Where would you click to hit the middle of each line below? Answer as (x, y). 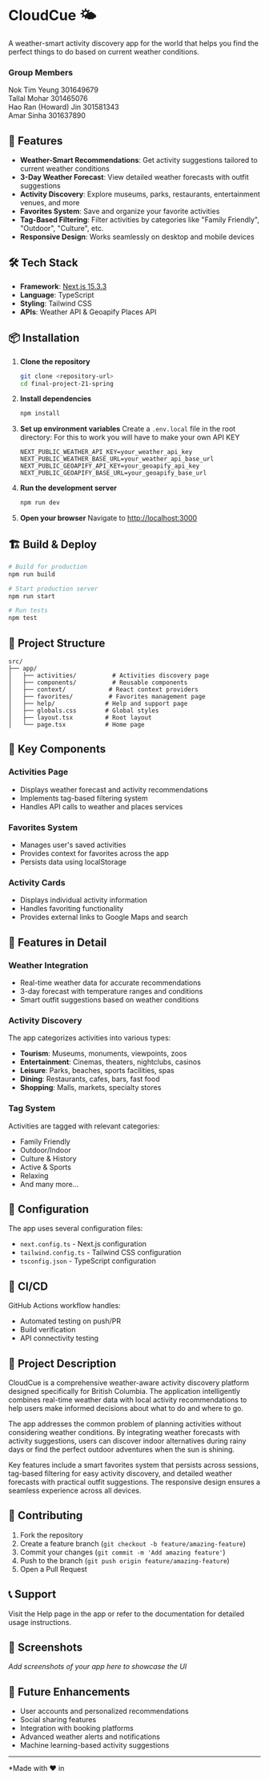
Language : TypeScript (57, 294)
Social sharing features (58, 1720)
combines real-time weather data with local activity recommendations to (128, 1400)
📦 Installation (44, 338)
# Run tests (28, 610)
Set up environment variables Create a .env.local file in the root (128, 429)
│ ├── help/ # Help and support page (98, 704)
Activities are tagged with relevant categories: (84, 1126)
